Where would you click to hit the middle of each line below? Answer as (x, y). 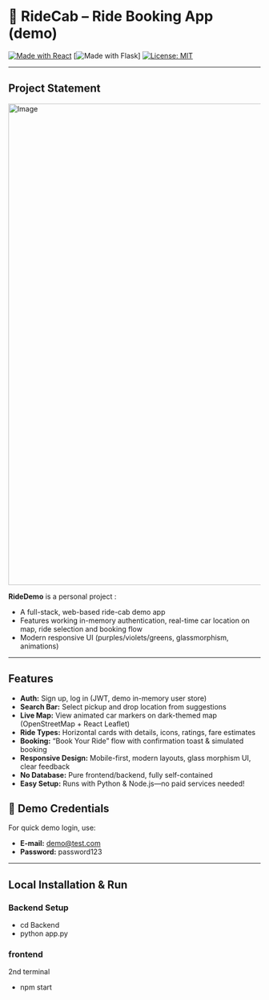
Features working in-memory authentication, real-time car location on (135, 620)
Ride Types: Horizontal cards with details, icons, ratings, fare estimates (138, 732)
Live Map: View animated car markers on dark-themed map (118, 715)
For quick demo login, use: (52, 828)
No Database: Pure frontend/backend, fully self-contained (116, 774)
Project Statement (54, 89)
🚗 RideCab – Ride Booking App (111, 16)
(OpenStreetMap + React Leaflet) (75, 724)
